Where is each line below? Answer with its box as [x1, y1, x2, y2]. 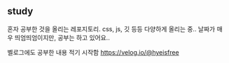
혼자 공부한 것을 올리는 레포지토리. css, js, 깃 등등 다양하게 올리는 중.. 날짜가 [7, 24, 216, 33]
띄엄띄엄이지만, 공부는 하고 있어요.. [14, 33, 110, 42]
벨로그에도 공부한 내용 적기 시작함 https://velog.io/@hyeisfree [7, 48, 180, 56]
